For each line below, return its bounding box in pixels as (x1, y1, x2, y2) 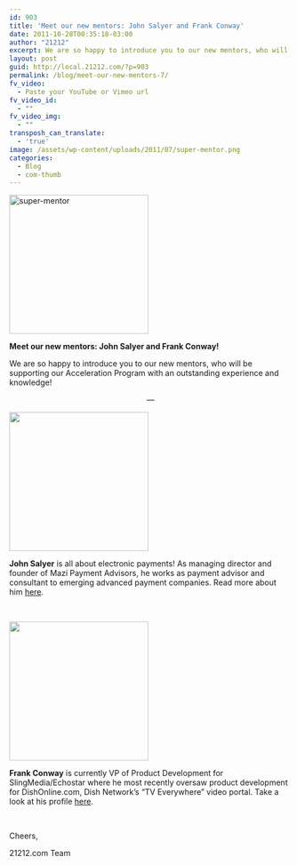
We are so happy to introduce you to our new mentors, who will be (9, 358, 253, 369)
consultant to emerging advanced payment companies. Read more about (9, 577, 277, 588)
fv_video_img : (9, 112, 62, 121)
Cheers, (9, 830, 38, 841)
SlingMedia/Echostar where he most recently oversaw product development (9, 777, 288, 788)
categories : (9, 153, 53, 163)
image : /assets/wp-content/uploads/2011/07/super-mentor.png (9, 145, 241, 154)
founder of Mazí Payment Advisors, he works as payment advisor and (9, 568, 265, 579)
